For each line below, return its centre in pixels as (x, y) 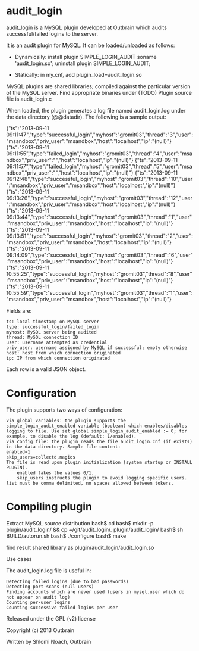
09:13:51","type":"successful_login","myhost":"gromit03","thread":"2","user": (99, 236)
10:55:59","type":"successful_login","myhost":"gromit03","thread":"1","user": (99, 292)
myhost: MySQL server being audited (51, 332)
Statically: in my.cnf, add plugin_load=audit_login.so (78, 74)
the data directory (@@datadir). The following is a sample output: (86, 117)
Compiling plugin (49, 507)
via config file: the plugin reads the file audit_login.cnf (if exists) (99, 441)
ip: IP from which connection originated (58, 358)
